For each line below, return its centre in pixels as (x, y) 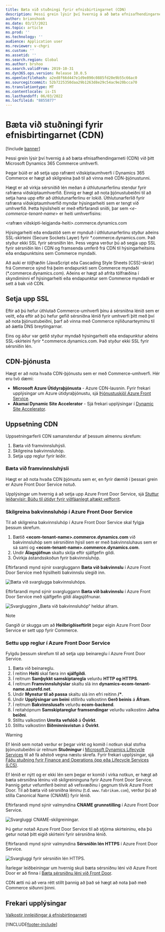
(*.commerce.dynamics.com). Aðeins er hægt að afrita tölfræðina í (72, 273)
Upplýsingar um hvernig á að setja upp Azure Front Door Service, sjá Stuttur (82, 494)
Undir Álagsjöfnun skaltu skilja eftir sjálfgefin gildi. (64, 553)
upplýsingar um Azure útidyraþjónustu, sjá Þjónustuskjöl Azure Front (82, 393)
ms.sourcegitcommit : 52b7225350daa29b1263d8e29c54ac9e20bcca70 (71, 82)
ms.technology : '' (24, 37)
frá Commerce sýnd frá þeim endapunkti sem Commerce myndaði (72, 268)
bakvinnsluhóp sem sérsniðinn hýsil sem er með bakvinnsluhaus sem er (85, 542)
